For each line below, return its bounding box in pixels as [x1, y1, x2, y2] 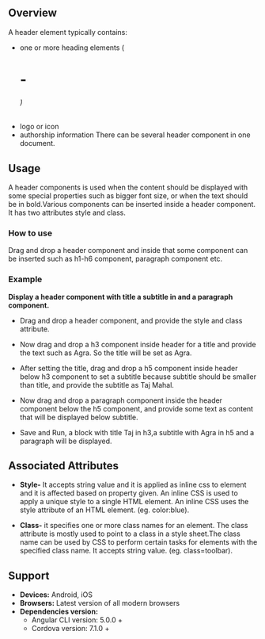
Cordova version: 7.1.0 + [31, 624, 110, 633]
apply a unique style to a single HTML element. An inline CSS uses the [19, 497, 249, 507]
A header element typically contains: [8, 27, 128, 36]
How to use [8, 228, 53, 239]
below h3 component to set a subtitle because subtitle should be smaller [19, 372, 257, 381]
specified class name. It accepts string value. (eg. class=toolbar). [19, 546, 233, 556]
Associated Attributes [8, 459, 119, 473]
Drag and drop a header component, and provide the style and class [19, 316, 243, 325]
